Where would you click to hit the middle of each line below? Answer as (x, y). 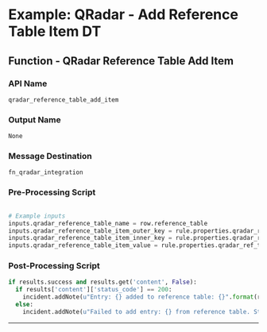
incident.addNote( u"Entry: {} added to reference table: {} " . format (138, 297)
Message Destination (50, 156)
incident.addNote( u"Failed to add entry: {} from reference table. (136, 311)
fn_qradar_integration (46, 172)
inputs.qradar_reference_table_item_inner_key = (90, 238)
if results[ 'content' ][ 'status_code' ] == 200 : (94, 290)
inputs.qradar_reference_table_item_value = (83, 245)
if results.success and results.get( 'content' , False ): (103, 282)
